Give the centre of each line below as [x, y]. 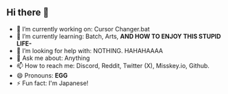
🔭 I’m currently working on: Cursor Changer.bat [83, 29]
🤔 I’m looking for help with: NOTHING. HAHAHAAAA [90, 50]
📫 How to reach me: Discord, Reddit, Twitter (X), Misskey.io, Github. [113, 65]
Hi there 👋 [28, 13]
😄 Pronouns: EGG [42, 75]
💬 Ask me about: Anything [53, 58]
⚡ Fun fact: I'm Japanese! [52, 83]
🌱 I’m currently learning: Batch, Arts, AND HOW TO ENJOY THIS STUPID [118, 36]
